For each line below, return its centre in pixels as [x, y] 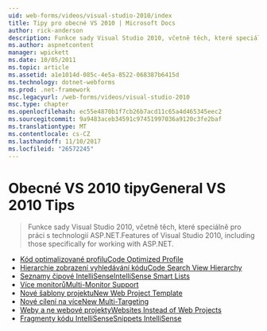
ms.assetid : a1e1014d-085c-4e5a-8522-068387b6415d [94, 75]
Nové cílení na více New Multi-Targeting [84, 302]
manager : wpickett [39, 53]
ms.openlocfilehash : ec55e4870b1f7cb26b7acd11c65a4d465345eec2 [115, 112]
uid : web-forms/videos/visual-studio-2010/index [90, 16]
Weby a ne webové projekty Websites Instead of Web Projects [121, 310]
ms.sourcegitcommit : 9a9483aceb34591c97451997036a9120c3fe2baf [115, 119]
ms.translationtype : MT [48, 127]
